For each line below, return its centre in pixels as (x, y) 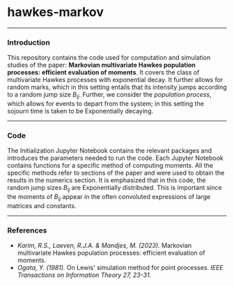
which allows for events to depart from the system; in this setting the (106, 104)
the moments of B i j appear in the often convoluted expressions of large (109, 198)
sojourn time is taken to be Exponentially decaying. (80, 111)
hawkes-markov (56, 12)
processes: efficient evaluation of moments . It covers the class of (103, 72)
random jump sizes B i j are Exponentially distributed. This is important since (115, 189)
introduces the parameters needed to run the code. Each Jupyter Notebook (116, 158)
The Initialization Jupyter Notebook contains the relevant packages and (110, 151)
